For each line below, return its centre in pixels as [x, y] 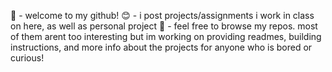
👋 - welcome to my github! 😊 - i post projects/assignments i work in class [162, 15]
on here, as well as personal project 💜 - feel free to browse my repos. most [164, 26]
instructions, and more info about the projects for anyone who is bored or [161, 47]
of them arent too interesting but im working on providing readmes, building [166, 36]
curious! [27, 58]
